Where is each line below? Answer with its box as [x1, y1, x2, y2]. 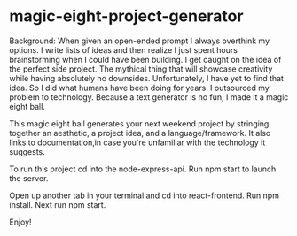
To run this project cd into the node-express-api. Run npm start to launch [9, 164, 277, 174]
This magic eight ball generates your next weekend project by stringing [9, 118, 270, 129]
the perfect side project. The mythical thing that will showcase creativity [9, 64, 273, 74]
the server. [9, 172, 49, 183]
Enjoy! [9, 217, 33, 227]
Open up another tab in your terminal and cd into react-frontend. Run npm [9, 190, 279, 201]
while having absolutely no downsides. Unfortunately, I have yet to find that [9, 72, 284, 83]
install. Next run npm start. [9, 199, 106, 209]
